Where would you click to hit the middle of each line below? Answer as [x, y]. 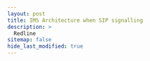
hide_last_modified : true [45, 46]
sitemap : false [30, 40]
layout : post [26, 14]
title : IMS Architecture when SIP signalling [75, 20]
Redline [25, 33]
